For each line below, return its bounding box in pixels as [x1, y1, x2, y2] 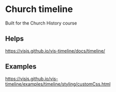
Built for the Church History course [5, 20, 77, 26]
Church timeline [5, 3, 73, 15]
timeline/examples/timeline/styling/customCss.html [5, 81, 111, 87]
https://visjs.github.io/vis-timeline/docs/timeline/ [5, 47, 105, 53]
